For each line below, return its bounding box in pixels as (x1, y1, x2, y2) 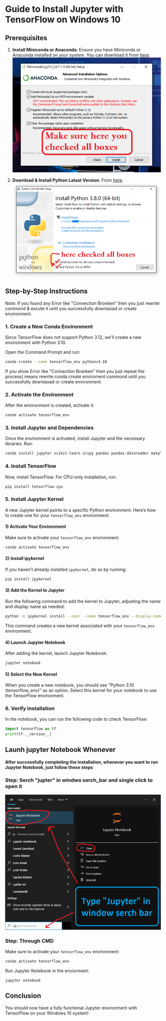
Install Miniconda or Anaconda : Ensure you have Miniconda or (12, 47, 141, 52)
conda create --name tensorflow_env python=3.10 (5, 359, 107, 364)
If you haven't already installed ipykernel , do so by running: (5, 566, 127, 572)
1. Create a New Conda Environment (5, 323, 93, 330)
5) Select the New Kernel (5, 671, 57, 677)
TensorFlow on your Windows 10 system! (5, 1010, 89, 1016)
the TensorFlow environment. (5, 693, 65, 698)
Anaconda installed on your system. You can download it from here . (12, 52, 151, 58)
